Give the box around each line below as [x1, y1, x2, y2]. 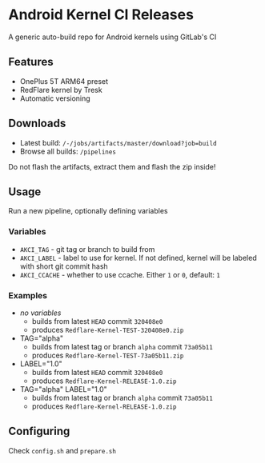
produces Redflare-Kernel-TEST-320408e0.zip [31, 325, 184, 334]
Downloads [8, 117, 66, 130]
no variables [19, 308, 62, 317]
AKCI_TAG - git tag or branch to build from [19, 244, 155, 253]
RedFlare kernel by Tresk [19, 85, 102, 94]
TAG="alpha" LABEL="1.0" [19, 384, 108, 393]
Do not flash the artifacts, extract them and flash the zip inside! [8, 162, 216, 171]
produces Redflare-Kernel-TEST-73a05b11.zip [31, 350, 184, 360]
